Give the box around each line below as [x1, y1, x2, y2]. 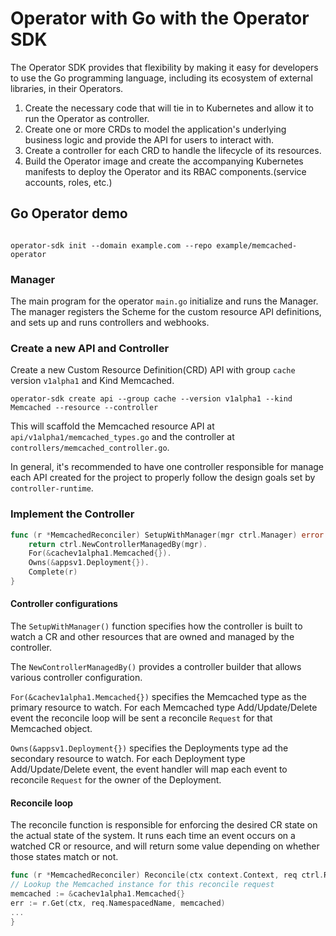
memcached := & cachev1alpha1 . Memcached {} [10, 889, 186, 899]
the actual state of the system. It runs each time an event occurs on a [10, 830, 296, 842]
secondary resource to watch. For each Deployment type [10, 753, 246, 765]
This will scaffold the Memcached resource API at [10, 420, 215, 432]
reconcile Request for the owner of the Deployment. [10, 774, 222, 786]
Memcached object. [10, 723, 93, 735]
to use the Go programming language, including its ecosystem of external [10, 72, 313, 84]
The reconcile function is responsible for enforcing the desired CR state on [10, 819, 318, 831]
